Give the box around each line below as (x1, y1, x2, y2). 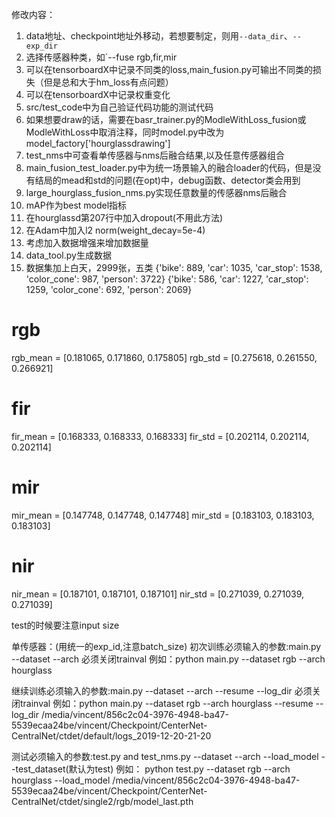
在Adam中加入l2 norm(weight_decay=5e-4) (25, 224, 206, 236)
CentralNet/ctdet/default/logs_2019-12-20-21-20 (11, 729, 212, 742)
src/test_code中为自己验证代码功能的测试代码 (25, 101, 214, 113)
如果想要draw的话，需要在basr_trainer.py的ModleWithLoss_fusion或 (25, 114, 307, 125)
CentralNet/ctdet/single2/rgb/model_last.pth (11, 795, 194, 807)
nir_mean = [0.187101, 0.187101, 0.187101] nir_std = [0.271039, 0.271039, (11, 588, 305, 600)
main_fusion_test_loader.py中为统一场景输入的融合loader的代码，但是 (25, 162, 313, 173)
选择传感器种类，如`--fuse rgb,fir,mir (25, 51, 178, 63)
